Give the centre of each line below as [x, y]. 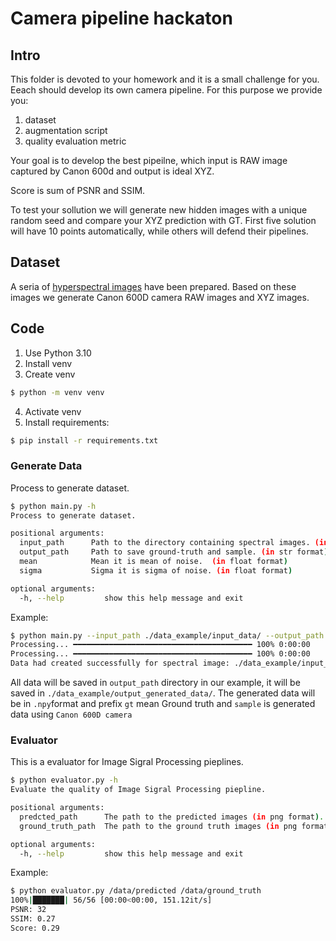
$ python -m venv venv [57, 392]
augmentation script [66, 130]
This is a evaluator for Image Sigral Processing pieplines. [127, 762]
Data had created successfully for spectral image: [120, 663]
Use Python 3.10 [58, 353]
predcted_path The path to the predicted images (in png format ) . [172, 817]
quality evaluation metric [75, 141]
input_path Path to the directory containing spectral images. [165, 543]
